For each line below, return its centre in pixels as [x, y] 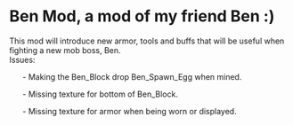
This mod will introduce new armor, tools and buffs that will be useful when [147, 41]
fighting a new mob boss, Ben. [65, 50]
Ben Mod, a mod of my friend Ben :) [142, 16]
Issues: [22, 59]
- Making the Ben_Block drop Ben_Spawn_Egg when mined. [132, 76]
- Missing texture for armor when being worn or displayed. [130, 111]
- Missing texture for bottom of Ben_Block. [100, 94]
